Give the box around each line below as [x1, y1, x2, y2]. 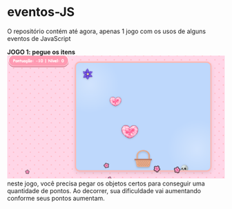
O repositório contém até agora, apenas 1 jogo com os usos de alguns [7, 27, 206, 35]
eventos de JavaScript [7, 34, 71, 42]
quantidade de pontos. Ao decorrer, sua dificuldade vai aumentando [7, 186, 202, 194]
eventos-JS [7, 4, 75, 20]
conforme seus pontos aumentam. [7, 194, 105, 202]
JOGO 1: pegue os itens [7, 48, 76, 56]
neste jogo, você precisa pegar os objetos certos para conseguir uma [7, 179, 205, 188]
